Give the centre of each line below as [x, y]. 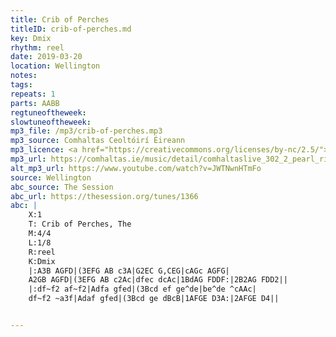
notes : [24, 76]
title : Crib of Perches [60, 19]
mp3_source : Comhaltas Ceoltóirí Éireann [98, 141]
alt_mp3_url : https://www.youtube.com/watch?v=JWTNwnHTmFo [136, 168]
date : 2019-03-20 [46, 57]
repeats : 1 [33, 94]
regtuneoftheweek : [48, 112]
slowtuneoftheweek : [51, 122]
